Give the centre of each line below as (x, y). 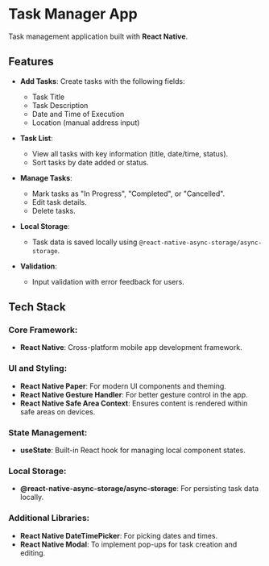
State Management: (48, 432)
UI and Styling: (38, 368)
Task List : (37, 138)
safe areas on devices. (58, 411)
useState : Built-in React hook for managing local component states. (132, 450)
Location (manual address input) (86, 123)
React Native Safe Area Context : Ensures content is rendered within (134, 403)
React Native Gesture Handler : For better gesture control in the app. (134, 394)
